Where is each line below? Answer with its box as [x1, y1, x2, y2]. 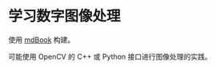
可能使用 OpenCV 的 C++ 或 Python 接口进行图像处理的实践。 [8, 52, 212, 61]
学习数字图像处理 [8, 7, 122, 25]
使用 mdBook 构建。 [8, 35, 75, 44]
